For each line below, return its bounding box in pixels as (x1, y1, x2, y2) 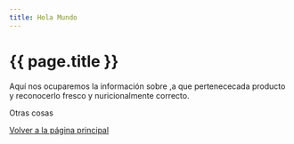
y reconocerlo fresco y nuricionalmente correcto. (9, 90, 190, 100)
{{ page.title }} (9, 51, 119, 71)
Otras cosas (9, 108, 53, 118)
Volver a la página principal (9, 124, 110, 135)
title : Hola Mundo (9, 12, 78, 22)
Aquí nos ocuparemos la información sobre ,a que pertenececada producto (9, 81, 286, 92)
